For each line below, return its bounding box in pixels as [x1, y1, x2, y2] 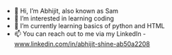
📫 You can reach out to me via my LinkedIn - [13, 30, 147, 38]
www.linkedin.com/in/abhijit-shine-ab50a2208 [13, 39, 150, 48]
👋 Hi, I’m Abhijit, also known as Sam [13, 7, 119, 15]
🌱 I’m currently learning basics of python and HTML [13, 22, 165, 30]
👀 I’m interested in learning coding [13, 14, 115, 23]
